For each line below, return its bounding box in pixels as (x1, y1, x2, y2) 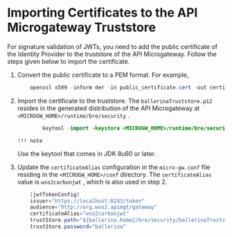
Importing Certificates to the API (7, 5, 198, 21)
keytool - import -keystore (42, 125, 121, 132)
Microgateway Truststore (7, 19, 157, 35)
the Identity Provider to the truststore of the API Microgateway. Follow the (7, 50, 217, 58)
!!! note (17, 137, 43, 144)
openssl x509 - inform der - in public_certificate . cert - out (30, 84, 207, 91)
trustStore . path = (30, 217, 80, 224)
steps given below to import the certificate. (7, 57, 130, 65)
